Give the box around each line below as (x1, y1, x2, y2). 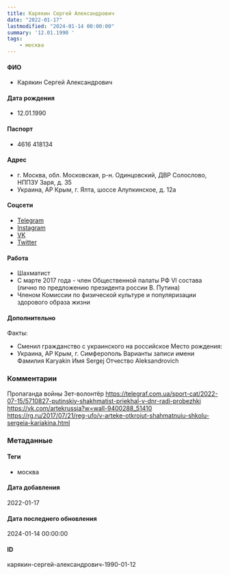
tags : (7, 36, 23, 42)
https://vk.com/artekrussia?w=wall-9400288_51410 (7, 404, 152, 412)
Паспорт (7, 125, 33, 133)
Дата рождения (7, 94, 55, 102)
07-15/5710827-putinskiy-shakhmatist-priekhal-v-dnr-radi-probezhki (7, 396, 202, 405)
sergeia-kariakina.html (7, 418, 70, 426)
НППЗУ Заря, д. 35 (16, 178, 72, 186)
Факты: (7, 329, 29, 337)
